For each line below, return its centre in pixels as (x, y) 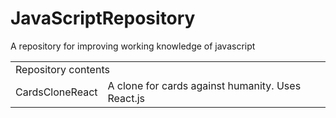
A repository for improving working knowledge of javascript (133, 46)
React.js (126, 98)
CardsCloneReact (56, 92)
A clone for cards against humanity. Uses (204, 85)
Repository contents (62, 69)
